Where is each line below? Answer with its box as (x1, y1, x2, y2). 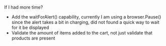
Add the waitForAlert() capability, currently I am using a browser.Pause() (11, 14, 161, 19)
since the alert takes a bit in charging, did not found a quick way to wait (11, 19, 160, 25)
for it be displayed (11, 24, 49, 30)
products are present (11, 35, 55, 41)
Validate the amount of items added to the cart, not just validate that (11, 30, 152, 35)
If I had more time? (4, 4, 43, 10)
